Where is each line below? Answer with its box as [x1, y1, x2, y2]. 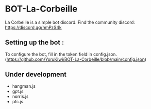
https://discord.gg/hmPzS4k [5, 24, 62, 30]
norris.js [12, 93, 29, 99]
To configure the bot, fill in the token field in [5, 51, 92, 57]
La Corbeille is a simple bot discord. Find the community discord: [5, 19, 135, 25]
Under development [5, 70, 67, 79]
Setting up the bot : [5, 39, 64, 47]
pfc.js [12, 98, 23, 104]
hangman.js [12, 83, 36, 89]
